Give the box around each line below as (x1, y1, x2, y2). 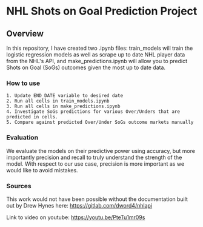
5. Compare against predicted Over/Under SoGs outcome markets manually (6, 120, 194, 126)
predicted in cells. (6, 114, 59, 120)
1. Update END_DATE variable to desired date (6, 93, 123, 99)
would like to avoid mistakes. (6, 166, 78, 174)
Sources (6, 181, 32, 190)
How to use (6, 79, 41, 87)
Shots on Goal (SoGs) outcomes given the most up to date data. (6, 64, 165, 71)
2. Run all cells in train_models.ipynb (6, 98, 110, 104)
